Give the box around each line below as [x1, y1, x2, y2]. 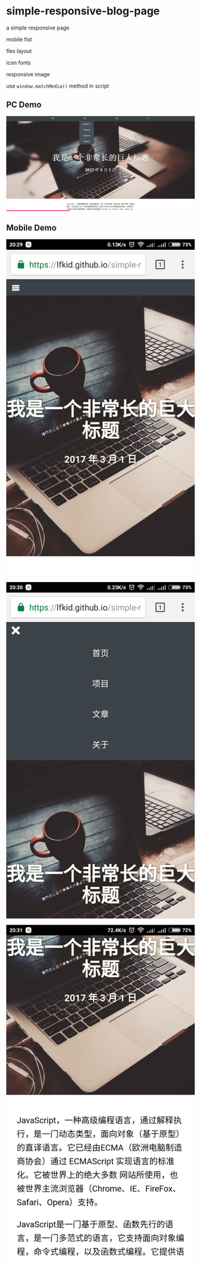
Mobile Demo [6, 223, 57, 233]
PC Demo [6, 100, 42, 110]
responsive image [6, 70, 50, 77]
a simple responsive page [6, 24, 70, 31]
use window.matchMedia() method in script [6, 82, 109, 90]
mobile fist [6, 35, 32, 43]
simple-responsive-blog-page [6, 4, 160, 18]
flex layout [6, 47, 32, 55]
